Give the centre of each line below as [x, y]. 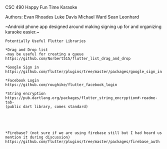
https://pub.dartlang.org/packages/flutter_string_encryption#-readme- [81, 98]
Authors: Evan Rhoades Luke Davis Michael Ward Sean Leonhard [72, 17]
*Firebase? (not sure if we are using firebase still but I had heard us [84, 133]
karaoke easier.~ [22, 32]
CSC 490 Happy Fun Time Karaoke [41, 7]
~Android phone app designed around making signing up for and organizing [83, 26]
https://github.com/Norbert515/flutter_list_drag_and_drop [68, 58]
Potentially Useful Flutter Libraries [45, 41]
